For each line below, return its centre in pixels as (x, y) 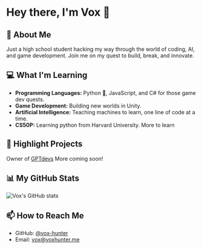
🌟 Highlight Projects (44, 144)
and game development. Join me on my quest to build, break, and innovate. (100, 56)
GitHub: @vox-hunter (41, 233)
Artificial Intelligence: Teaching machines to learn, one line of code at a (105, 112)
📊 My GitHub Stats (43, 179)
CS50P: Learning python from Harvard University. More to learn (95, 125)
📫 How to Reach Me (45, 215)
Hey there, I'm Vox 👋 (58, 12)
